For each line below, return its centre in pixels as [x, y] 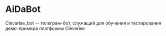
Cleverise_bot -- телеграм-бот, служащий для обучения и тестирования [83, 23]
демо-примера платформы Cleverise [45, 28]
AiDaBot [23, 9]
